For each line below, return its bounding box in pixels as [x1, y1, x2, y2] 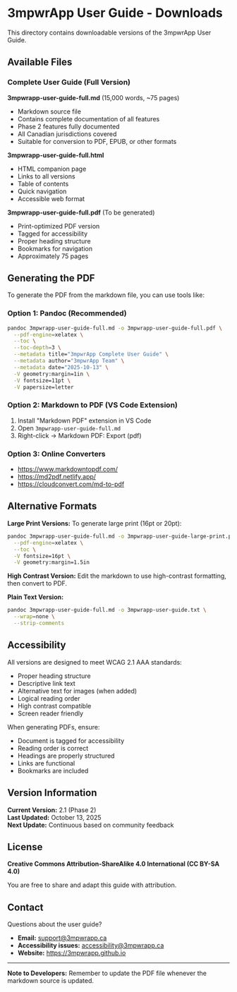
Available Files [7, 56, 73, 68]
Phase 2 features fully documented [17, 122, 120, 131]
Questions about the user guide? [7, 920, 102, 929]
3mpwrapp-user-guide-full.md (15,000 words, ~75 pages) [7, 93, 180, 102]
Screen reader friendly [17, 709, 83, 718]
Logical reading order [17, 694, 80, 703]
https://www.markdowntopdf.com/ [17, 465, 119, 473]
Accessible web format [17, 194, 85, 202]
